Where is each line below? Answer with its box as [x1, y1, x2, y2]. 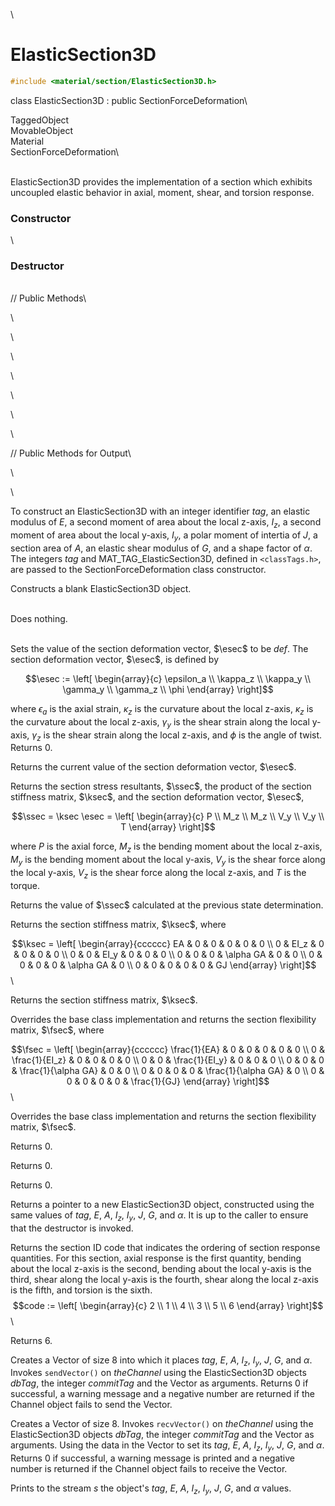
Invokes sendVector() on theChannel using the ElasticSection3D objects [10, 1367, 307, 1379]
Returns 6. [10, 1334, 53, 1346]
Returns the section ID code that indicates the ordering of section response [10, 1241, 321, 1253]
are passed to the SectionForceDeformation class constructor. [10, 564, 267, 575]
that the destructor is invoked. [10, 1222, 134, 1234]
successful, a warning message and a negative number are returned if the [10, 1388, 316, 1400]
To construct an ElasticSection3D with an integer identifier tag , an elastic [10, 505, 311, 518]
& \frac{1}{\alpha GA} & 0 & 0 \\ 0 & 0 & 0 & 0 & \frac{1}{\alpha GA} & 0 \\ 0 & [11, 1064, 325, 1076]
